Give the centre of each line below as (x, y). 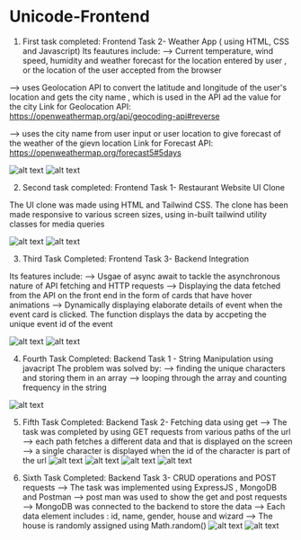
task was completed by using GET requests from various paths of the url (156, 431)
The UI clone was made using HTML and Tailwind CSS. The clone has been (149, 205)
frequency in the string (65, 387)
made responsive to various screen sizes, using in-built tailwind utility (138, 214)
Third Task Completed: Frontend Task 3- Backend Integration (136, 259)
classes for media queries (57, 224)
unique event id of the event (62, 323)
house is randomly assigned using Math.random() (114, 525)
